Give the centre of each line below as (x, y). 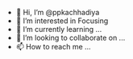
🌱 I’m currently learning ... (59, 29)
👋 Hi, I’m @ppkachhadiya (58, 12)
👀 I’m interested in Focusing (62, 21)
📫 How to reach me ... (53, 47)
